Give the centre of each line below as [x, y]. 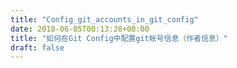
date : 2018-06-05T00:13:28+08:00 [80, 29]
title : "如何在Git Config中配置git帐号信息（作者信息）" [119, 38]
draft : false [37, 47]
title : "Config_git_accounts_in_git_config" [104, 19]
